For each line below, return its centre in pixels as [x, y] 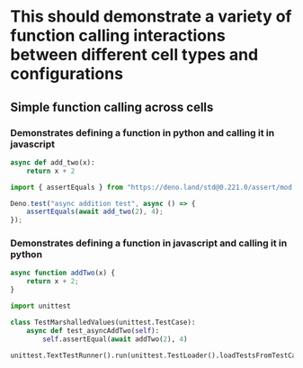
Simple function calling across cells [112, 107]
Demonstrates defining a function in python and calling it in [143, 132]
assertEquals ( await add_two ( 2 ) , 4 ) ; [95, 212]
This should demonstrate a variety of [151, 17]
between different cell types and [134, 55]
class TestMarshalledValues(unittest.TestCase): [103, 322]
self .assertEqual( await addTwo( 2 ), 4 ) [115, 339]
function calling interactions [118, 36]
